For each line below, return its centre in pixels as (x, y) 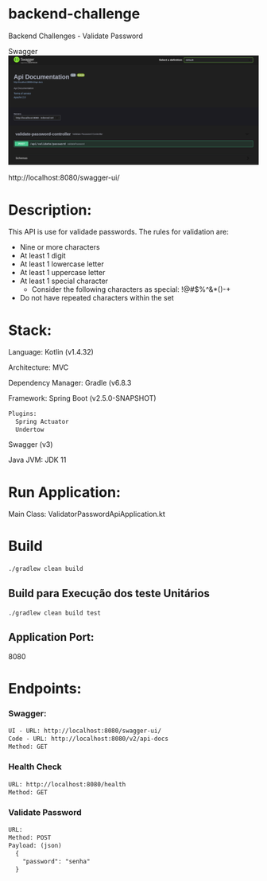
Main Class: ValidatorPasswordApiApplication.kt (87, 514)
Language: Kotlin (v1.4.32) (51, 352)
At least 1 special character (64, 281)
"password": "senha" (56, 861)
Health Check (35, 767)
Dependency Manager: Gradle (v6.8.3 (70, 383)
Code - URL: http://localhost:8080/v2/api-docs (89, 739)
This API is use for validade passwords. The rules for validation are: (118, 232)
